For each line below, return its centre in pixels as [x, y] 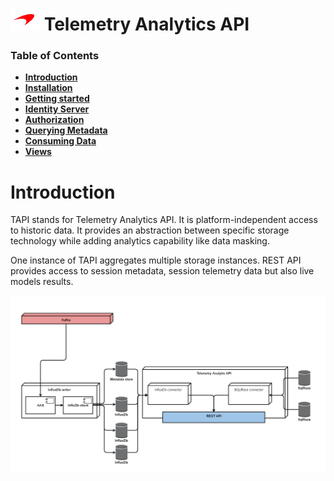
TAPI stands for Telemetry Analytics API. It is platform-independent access [164, 220]
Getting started [57, 99]
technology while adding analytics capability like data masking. [140, 241]
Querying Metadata [66, 130]
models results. [42, 282]
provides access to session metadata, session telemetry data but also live [162, 271]
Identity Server [57, 109]
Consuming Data [60, 141]
